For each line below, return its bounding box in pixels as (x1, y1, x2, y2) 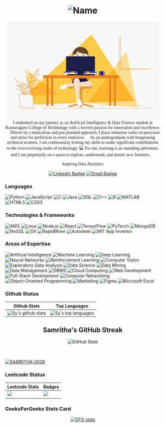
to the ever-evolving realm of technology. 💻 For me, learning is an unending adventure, (6, 146, 159, 151)
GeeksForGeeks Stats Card (5, 405, 71, 412)
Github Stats (13, 303, 40, 309)
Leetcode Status (5, 371, 45, 378)
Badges (43, 384, 59, 389)
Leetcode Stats (7, 384, 39, 389)
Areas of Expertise (5, 240, 51, 247)
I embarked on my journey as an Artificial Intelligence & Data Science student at (13, 120, 153, 125)
